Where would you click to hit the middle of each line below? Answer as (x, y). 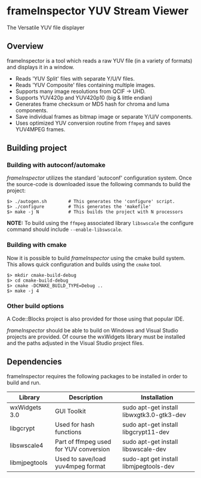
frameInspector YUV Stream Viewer (98, 11)
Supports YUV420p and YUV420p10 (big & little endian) (84, 97)
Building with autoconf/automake (56, 165)
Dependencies (34, 362)
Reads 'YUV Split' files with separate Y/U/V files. (75, 78)
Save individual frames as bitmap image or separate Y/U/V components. (104, 116)
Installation (157, 397)
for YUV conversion (83, 449)
